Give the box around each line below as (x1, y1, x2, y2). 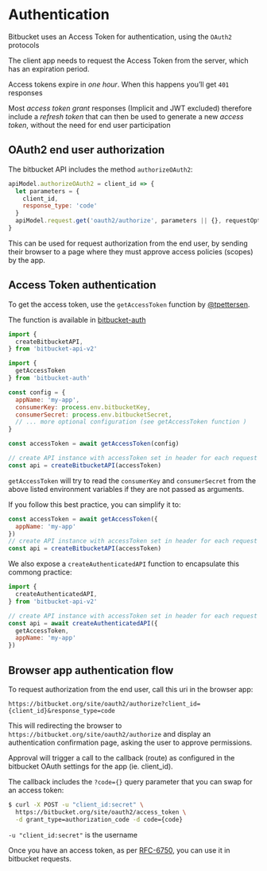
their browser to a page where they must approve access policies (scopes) (8, 246, 253, 256)
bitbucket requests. (8, 854, 72, 863)
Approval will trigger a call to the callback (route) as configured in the (8, 753, 235, 762)
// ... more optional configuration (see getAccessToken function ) (15, 418, 247, 426)
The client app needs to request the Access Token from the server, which (8, 56, 249, 65)
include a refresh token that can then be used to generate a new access (8, 111, 244, 121)
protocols (8, 40, 40, 49)
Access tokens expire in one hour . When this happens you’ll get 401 (8, 79, 230, 89)
